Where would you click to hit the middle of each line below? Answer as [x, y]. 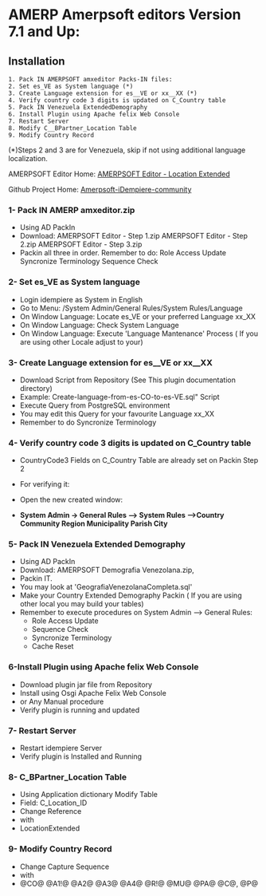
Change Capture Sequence [65, 866]
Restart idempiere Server [61, 748]
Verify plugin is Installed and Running [80, 756]
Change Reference [51, 811]
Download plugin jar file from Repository [86, 685]
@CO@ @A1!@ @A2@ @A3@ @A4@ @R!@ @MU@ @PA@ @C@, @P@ [139, 883]
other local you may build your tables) [82, 604]
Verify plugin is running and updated [80, 710]
